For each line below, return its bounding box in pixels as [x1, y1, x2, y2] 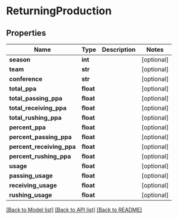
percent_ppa [9, 123, 46, 132]
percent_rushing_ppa [9, 152, 71, 160]
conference [9, 75, 43, 83]
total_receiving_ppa [9, 104, 67, 112]
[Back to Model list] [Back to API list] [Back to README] [6, 207, 142, 213]
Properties [6, 28, 46, 38]
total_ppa [9, 85, 37, 93]
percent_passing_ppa [9, 133, 72, 141]
